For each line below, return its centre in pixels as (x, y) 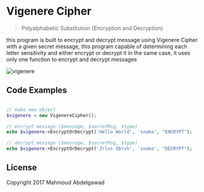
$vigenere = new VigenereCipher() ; (52, 115)
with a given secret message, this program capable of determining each (97, 46)
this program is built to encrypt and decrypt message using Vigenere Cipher (102, 40)
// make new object (31, 110)
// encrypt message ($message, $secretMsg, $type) (72, 126)
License (22, 168)
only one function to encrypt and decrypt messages (72, 59)
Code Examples (37, 91)
